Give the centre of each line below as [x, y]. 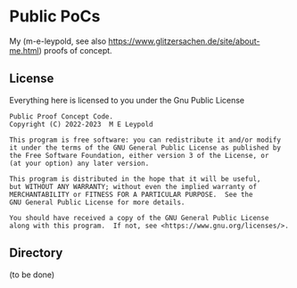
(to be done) [32, 275]
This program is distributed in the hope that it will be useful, [135, 179]
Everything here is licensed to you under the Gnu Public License [127, 100]
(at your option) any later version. [79, 163]
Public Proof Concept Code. [62, 116]
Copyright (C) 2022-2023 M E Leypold [81, 124]
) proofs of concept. [76, 50]
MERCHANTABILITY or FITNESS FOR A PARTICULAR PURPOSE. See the [131, 194]
